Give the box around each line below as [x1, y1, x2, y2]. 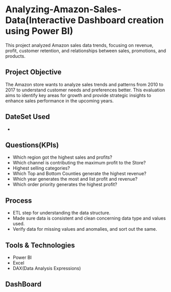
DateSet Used [5, 112, 50, 121]
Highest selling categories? [12, 165, 70, 172]
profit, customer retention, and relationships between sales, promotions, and [5, 47, 166, 54]
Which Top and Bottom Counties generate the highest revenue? [12, 171, 146, 177]
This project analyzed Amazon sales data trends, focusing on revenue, [5, 42, 154, 48]
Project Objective [5, 68, 62, 77]
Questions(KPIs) [5, 140, 59, 149]
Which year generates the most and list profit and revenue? [12, 176, 138, 182]
